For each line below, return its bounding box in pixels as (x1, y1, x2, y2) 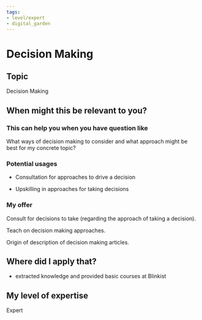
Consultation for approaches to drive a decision (15, 173, 136, 181)
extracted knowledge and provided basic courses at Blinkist (15, 273, 166, 280)
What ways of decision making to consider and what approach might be (6, 138, 188, 145)
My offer (6, 201, 32, 209)
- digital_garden (6, 20, 51, 26)
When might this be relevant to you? (6, 105, 148, 115)
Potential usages (6, 159, 58, 168)
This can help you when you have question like (6, 123, 148, 132)
